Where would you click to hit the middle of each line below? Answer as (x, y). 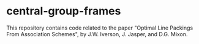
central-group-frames (64, 11)
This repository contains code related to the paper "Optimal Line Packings (100, 28)
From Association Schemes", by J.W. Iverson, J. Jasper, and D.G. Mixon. (97, 34)
